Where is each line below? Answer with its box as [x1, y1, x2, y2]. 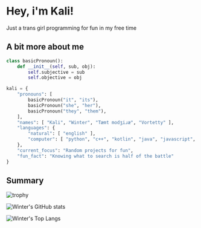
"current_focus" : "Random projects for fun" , [17, 147, 134, 154]
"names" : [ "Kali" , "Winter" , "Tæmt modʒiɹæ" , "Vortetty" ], [17, 119, 174, 125]
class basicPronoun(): [6, 57, 63, 64]
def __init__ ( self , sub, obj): [17, 64, 96, 70]
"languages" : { [17, 125, 56, 131]
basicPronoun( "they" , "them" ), [28, 108, 107, 114]
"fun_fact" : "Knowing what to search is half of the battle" [17, 153, 174, 159]
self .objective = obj [28, 74, 83, 81]
